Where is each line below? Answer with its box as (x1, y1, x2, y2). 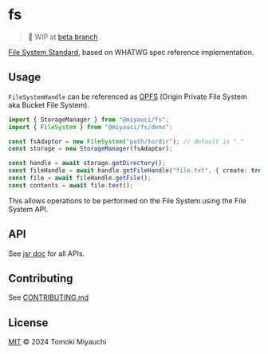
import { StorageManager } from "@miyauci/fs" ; (8, 116, 170, 124)
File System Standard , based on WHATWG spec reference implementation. (8, 47, 254, 57)
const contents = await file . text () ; (8, 181, 134, 189)
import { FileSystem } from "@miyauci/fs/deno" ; (8, 123, 173, 131)
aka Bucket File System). (8, 100, 90, 109)
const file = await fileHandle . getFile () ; (8, 174, 152, 182)
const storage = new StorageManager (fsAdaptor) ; (8, 145, 173, 153)
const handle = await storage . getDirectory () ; (8, 159, 166, 167)
